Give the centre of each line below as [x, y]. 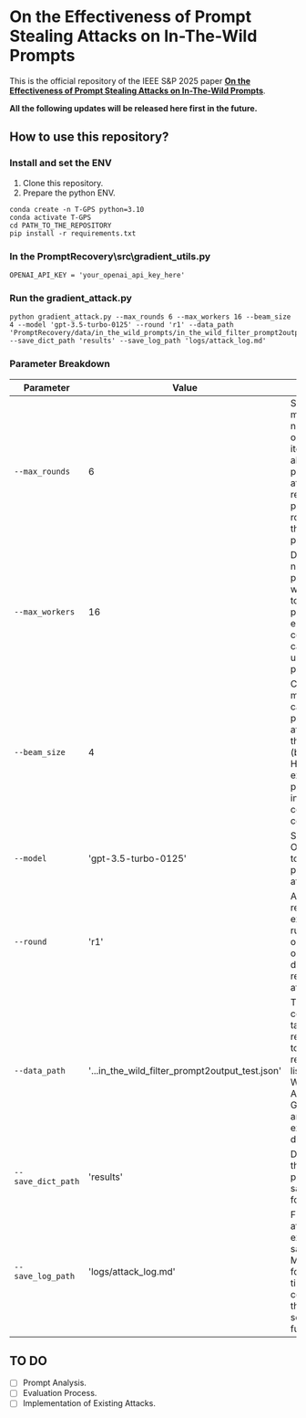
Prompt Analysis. [54, 1383]
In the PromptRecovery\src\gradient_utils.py [110, 256]
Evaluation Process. [60, 1393]
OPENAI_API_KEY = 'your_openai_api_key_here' [97, 275]
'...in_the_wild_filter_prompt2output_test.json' [185, 1070]
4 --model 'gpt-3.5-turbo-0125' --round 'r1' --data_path [122, 325]
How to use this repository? [89, 137]
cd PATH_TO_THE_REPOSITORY [61, 226]
